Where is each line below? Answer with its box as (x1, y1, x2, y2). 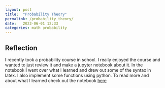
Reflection (5, 44, 38, 52)
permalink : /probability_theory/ (5, 16, 74, 21)
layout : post (5, 7, 32, 12)
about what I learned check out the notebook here (5, 77, 107, 84)
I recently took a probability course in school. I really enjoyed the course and (5, 57, 161, 62)
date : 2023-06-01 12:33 (5, 21, 58, 26)
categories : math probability (5, 26, 67, 30)
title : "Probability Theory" (5, 12, 67, 17)
